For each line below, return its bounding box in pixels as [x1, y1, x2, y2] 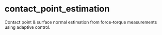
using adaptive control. [4, 24, 50, 30]
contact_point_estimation [4, 3, 110, 14]
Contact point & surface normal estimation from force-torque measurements [4, 19, 157, 25]
